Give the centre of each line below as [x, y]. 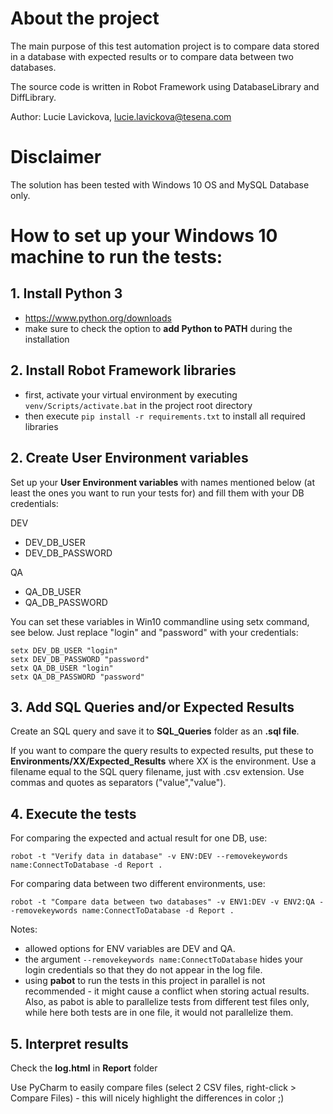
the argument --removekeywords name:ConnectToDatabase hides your [164, 959]
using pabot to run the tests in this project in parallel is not [145, 981]
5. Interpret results [69, 1043]
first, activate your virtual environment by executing [131, 394]
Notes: [24, 929]
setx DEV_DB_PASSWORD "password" [80, 659]
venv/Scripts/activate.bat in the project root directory [138, 405]
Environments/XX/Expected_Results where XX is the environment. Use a [163, 761]
